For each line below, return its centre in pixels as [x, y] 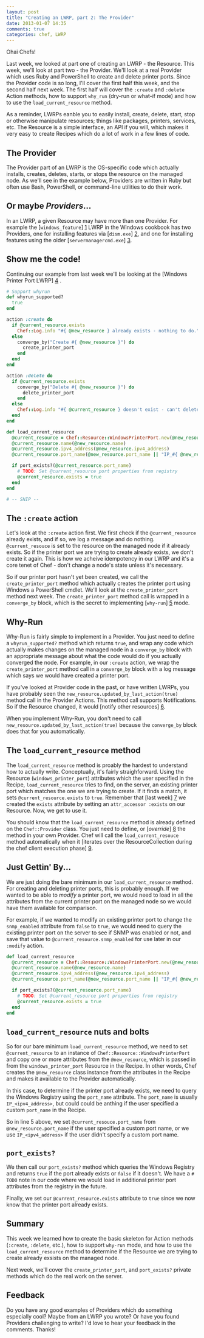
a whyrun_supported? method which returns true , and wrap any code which [100, 643]
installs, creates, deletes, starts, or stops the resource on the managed [95, 173]
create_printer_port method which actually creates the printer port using [99, 583]
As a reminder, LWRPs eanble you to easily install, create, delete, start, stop [101, 114]
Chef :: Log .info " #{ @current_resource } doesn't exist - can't [99, 410]
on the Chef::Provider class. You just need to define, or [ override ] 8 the [96, 828]
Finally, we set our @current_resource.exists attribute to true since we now [101, 1198]
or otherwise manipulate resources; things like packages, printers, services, [101, 121]
